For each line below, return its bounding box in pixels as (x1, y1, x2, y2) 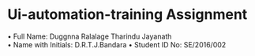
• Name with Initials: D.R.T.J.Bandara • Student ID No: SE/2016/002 (7, 39, 227, 49)
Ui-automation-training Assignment (7, 6, 248, 24)
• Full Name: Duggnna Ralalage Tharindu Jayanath (7, 32, 172, 41)
